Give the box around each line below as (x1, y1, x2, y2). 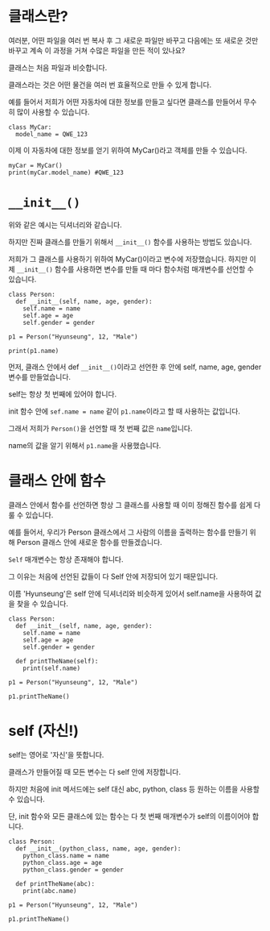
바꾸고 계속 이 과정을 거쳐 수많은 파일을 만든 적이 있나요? (8, 45, 186, 55)
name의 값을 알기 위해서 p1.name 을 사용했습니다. (8, 440, 162, 450)
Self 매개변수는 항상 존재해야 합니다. (8, 554, 124, 564)
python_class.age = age (22, 858, 103, 867)
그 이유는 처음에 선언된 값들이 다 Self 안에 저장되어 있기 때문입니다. (8, 571, 219, 581)
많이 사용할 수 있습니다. (16, 106, 90, 117)
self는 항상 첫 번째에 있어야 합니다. (8, 389, 117, 399)
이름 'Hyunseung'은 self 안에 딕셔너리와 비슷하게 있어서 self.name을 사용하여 (8, 588, 253, 598)
